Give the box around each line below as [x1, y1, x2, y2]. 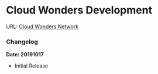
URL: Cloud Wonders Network [6, 23, 79, 30]
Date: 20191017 [6, 51, 44, 58]
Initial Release [14, 62, 49, 69]
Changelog [6, 38, 38, 46]
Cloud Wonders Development [6, 4, 153, 17]
